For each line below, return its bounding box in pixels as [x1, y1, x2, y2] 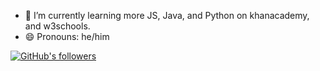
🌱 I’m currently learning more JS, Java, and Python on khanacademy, [24, 10, 310, 21]
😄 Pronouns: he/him [24, 31, 110, 42]
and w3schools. [24, 20, 91, 32]
